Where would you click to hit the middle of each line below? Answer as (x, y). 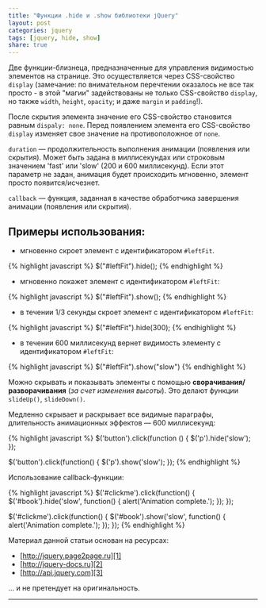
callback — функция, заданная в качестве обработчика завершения (123, 198)
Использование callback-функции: (66, 477)
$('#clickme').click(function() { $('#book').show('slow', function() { (117, 516)
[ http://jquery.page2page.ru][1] (70, 556)
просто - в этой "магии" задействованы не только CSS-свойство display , (133, 93)
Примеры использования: (77, 231)
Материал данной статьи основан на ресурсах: (88, 540)
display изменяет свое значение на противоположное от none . (114, 134)
